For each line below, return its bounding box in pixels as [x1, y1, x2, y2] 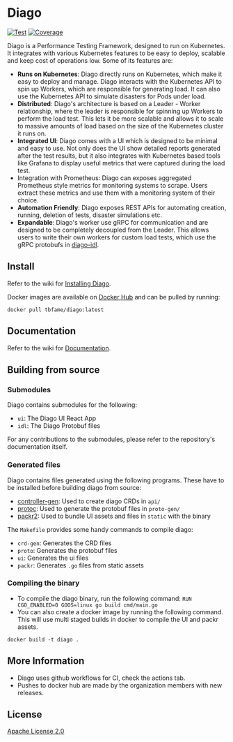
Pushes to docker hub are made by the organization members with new [17, 681, 223, 689]
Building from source [7, 364, 100, 376]
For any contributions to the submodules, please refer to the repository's [7, 435, 216, 444]
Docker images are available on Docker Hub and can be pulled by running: [7, 292, 220, 301]
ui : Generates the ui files [17, 554, 89, 562]
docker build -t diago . [7, 636, 79, 643]
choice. [17, 195, 40, 204]
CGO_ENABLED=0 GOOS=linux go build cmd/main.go [17, 602, 158, 609]
